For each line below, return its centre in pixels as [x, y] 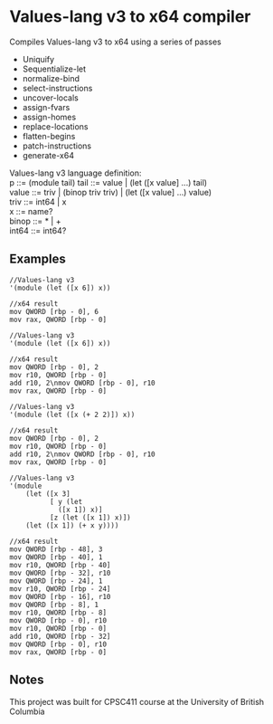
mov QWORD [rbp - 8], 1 [54, 605]
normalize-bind [51, 78]
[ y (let [66, 501]
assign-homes [49, 117]
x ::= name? [31, 211]
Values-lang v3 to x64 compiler [130, 17]
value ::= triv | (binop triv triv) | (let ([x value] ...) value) [111, 192]
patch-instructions [57, 146]
